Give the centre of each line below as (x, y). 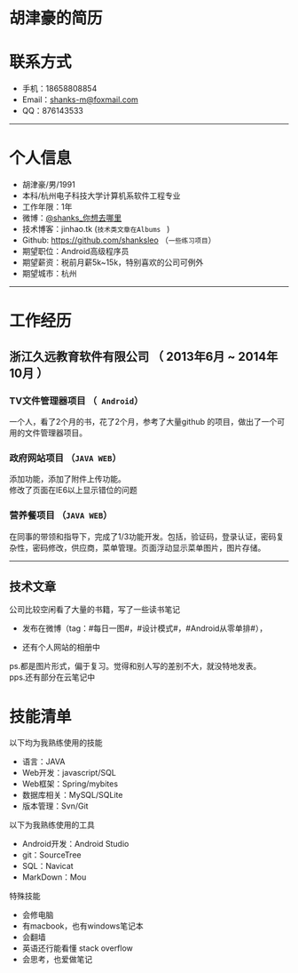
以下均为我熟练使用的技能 (56, 743)
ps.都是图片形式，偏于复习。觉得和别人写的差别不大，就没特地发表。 (135, 666)
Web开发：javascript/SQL (69, 773)
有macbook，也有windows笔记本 (82, 926)
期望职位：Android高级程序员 (75, 251)
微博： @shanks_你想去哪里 (72, 218)
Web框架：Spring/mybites (70, 784)
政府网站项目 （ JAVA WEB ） (65, 458)
